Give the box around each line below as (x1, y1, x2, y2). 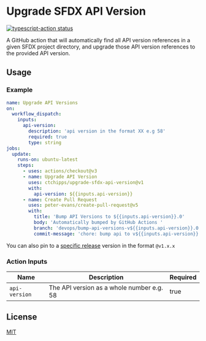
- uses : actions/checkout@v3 (22, 168, 97, 174)
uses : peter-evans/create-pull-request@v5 (28, 202, 139, 209)
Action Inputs (6, 257, 48, 266)
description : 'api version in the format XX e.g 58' (28, 128, 166, 134)
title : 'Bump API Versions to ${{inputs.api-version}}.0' (33, 213, 185, 220)
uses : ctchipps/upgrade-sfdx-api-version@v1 (28, 179, 144, 185)
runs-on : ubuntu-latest (17, 156, 78, 163)
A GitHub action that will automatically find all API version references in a (6, 36, 191, 44)
